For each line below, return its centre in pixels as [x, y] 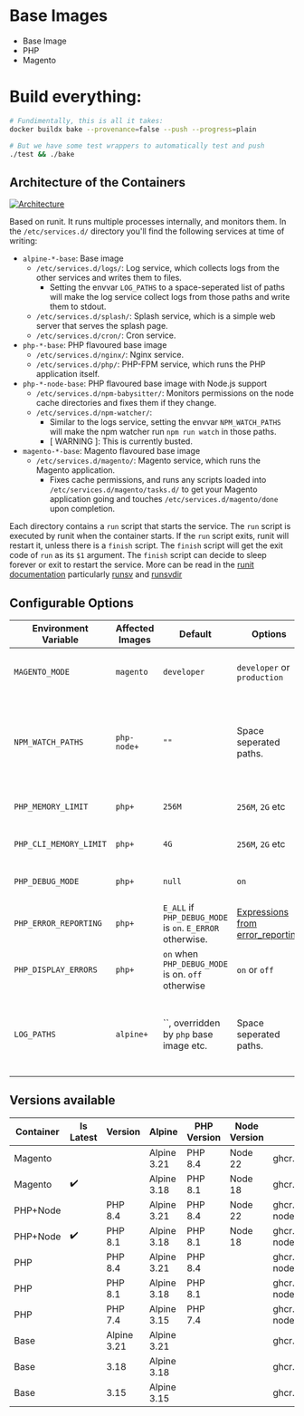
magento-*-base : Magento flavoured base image [111, 451]
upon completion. [82, 509]
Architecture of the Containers [98, 182]
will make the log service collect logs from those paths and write [170, 297]
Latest [83, 1137]
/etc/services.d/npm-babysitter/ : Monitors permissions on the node [165, 393]
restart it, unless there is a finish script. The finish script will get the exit [146, 545]
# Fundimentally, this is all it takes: [87, 120]
